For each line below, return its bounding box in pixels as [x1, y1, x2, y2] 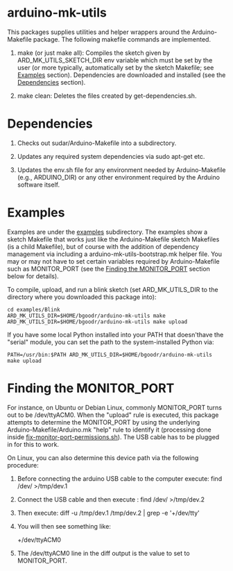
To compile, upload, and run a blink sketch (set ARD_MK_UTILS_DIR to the [7, 285, 218, 293]
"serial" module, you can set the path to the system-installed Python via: [7, 338, 214, 346]
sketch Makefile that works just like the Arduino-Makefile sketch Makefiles [7, 235, 220, 244]
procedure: [7, 461, 40, 469]
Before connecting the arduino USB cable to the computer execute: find [17, 474, 223, 483]
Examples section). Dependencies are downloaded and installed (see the [17, 71, 226, 79]
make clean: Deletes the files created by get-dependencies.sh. [17, 92, 197, 100]
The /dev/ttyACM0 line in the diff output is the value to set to [17, 549, 190, 557]
